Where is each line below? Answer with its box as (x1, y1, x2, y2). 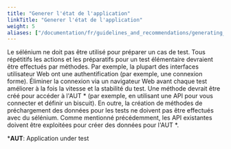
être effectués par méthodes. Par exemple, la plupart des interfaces (7, 62, 199, 71)
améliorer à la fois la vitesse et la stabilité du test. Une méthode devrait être (7, 84, 221, 93)
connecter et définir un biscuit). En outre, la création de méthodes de (7, 99, 203, 107)
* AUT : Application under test (7, 135, 89, 143)
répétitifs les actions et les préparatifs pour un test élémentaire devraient (7, 56, 213, 64)
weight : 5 (7, 23, 36, 30)
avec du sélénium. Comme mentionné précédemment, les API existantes (7, 114, 212, 122)
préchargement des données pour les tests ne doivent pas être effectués (7, 106, 214, 115)
